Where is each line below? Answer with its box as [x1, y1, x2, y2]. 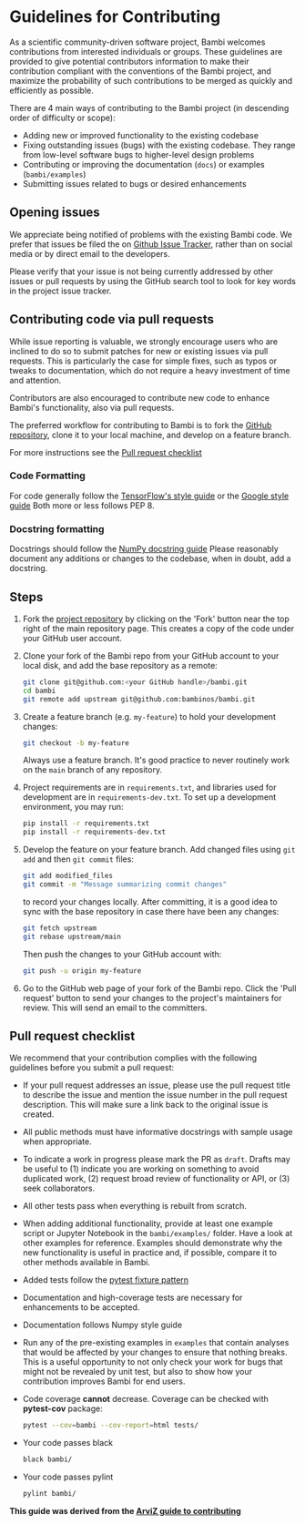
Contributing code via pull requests [9, 312, 215, 327]
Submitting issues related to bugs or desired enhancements [22, 178, 248, 189]
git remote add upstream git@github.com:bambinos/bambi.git [22, 694, 256, 703]
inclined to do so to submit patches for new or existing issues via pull [9, 345, 269, 356]
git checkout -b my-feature [22, 738, 129, 748]
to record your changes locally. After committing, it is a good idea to [22, 896, 278, 907]
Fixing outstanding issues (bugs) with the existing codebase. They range [22, 139, 296, 150]
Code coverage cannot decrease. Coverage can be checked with [22, 1394, 269, 1405]
